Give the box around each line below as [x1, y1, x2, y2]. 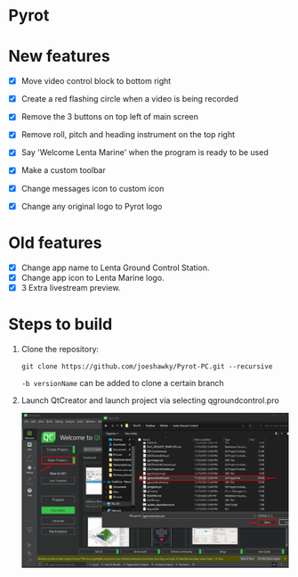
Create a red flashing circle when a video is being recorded [20, 94, 239, 104]
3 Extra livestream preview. [20, 282, 121, 293]
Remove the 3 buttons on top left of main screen [20, 111, 199, 122]
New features [8, 46, 110, 67]
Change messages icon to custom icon [20, 183, 165, 194]
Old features [8, 233, 102, 252]
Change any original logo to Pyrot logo [20, 201, 163, 211]
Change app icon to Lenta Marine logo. [20, 272, 165, 283]
